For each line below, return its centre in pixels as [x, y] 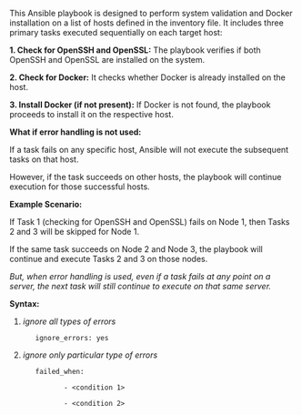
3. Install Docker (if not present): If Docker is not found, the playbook [140, 105]
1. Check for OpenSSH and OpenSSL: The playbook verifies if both [135, 50]
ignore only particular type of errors [90, 355]
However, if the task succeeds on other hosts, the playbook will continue [146, 177]
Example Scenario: [46, 204]
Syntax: [25, 304]
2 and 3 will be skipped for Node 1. [74, 232]
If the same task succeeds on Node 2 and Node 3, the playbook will [136, 249]
